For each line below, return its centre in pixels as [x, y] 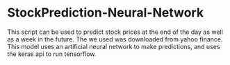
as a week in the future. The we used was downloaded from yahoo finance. [115, 39]
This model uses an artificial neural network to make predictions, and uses [114, 46]
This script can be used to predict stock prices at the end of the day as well [115, 32]
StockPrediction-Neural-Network [105, 13]
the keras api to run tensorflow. [52, 54]
